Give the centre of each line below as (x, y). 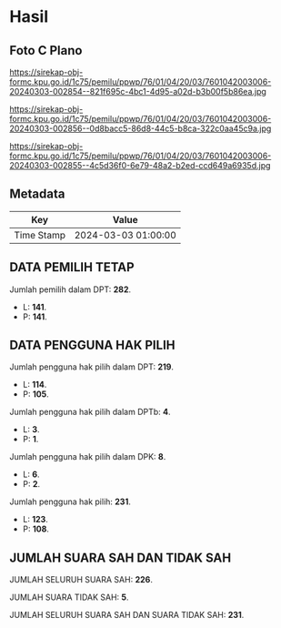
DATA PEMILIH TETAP (72, 267)
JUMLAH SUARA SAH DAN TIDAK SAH (120, 557)
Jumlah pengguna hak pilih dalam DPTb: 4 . (90, 412)
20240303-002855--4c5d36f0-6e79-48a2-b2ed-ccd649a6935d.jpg (140, 165)
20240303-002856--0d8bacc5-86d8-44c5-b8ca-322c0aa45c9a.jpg (140, 128)
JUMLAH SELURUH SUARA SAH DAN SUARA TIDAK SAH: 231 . (127, 615)
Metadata (37, 194)
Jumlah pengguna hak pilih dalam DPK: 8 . (88, 457)
